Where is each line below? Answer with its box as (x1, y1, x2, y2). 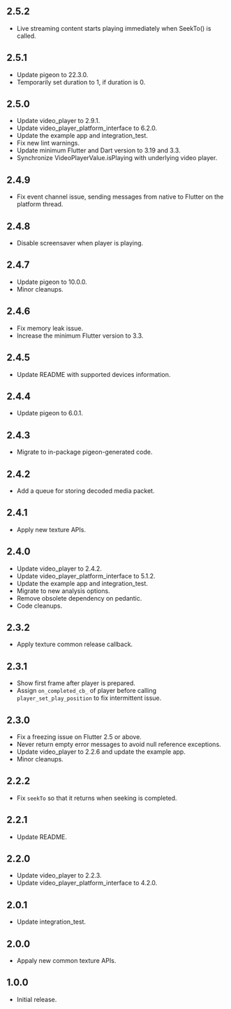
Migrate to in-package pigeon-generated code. (16, 448, 153, 457)
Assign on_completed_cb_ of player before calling (16, 687, 157, 695)
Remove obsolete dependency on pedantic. (16, 594, 142, 602)
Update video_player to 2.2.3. (16, 871, 102, 880)
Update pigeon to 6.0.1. (16, 409, 83, 417)
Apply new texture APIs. (16, 525, 87, 534)
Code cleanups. (16, 601, 63, 610)
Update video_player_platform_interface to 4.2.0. (16, 879, 158, 887)
